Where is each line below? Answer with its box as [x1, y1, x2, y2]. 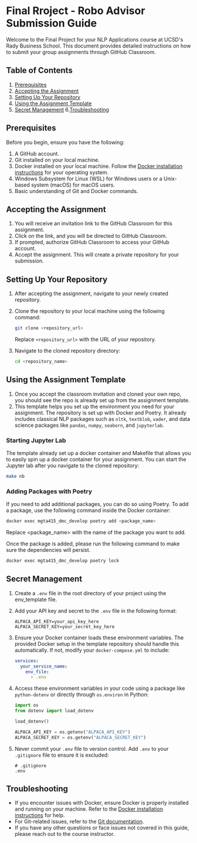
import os [14, 703, 39, 709]
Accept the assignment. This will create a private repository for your [14, 251, 179, 258]
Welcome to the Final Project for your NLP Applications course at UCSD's [6, 36, 184, 43]
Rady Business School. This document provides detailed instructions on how [6, 42, 191, 49]
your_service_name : [20, 663, 67, 669]
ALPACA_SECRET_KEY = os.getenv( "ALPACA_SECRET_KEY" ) [14, 734, 147, 740]
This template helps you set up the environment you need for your [14, 403, 175, 410]
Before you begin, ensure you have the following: [6, 139, 125, 146]
